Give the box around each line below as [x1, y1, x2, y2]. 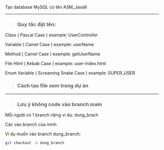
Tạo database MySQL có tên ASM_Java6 [5, 4, 87, 10]
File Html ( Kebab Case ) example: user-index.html [5, 61, 106, 67]
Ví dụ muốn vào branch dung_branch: [5, 131, 81, 137]
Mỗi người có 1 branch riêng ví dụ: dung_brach [5, 112, 99, 118]
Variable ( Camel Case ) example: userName [5, 42, 94, 48]
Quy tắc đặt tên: [17, 21, 56, 27]
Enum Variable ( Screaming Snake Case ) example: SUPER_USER [5, 70, 135, 76]
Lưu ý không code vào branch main [17, 100, 102, 107]
